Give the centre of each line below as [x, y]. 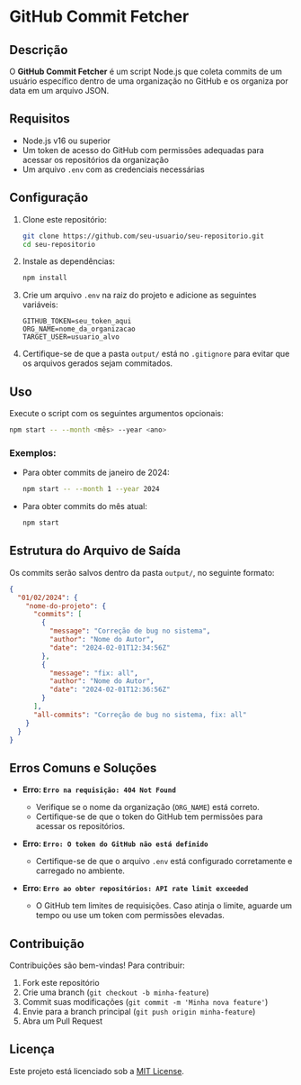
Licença [32, 1049]
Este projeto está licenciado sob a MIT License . [97, 1071]
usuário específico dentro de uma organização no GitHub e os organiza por [149, 81]
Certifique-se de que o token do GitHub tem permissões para [149, 816]
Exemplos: [33, 452]
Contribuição [47, 944]
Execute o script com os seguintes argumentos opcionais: [116, 414]
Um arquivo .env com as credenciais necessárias [113, 169]
